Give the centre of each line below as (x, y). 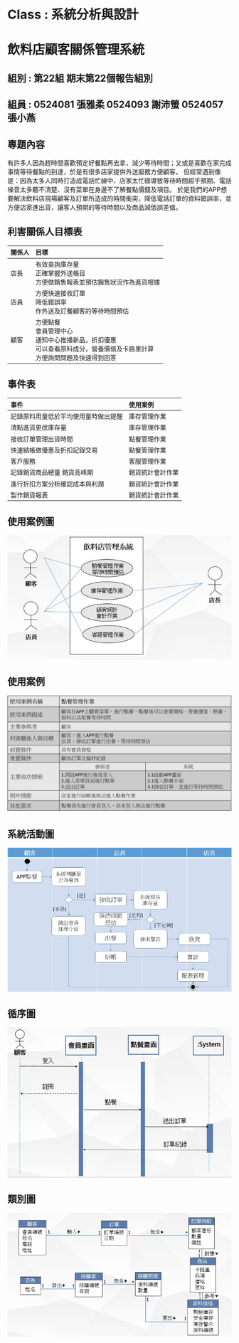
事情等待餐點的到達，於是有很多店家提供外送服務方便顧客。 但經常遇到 (111, 171)
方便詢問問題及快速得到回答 (76, 358)
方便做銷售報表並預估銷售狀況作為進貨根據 (97, 282)
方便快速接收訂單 (60, 293)
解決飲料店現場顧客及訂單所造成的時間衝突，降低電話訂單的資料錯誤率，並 (122, 198)
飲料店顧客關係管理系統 (76, 50)
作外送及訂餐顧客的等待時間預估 (82, 311)
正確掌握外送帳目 (60, 273)
